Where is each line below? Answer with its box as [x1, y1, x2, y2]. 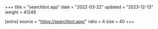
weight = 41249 [5, 9, 36, 15]
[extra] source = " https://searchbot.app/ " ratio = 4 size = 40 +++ [5, 19, 134, 24]
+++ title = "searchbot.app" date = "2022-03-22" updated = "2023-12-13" [5, 4, 154, 10]
